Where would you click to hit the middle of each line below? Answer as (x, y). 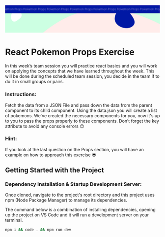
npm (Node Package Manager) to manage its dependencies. (66, 200)
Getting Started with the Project (55, 170)
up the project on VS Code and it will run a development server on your (77, 215)
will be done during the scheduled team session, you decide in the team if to (82, 76)
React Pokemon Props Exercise (70, 52)
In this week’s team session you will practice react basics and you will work (81, 66)
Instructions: (21, 95)
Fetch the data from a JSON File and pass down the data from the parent (79, 105)
